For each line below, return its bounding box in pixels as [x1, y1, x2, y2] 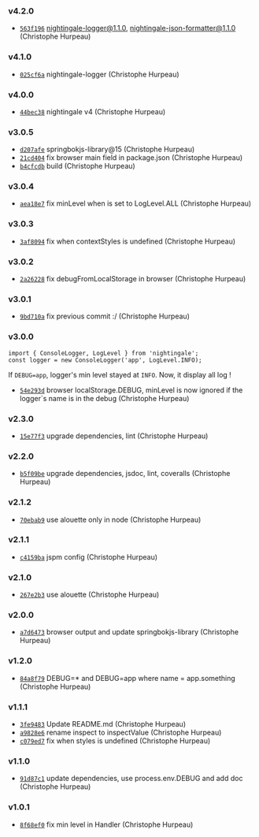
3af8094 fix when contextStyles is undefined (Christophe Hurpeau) [19, 236, 236, 246]
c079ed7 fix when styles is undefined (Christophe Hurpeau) [19, 736, 211, 746]
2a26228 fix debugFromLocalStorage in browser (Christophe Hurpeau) [19, 274, 246, 284]
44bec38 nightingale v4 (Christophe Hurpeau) [19, 106, 166, 116]
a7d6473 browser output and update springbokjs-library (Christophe [19, 627, 239, 637]
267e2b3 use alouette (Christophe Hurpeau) [19, 590, 160, 600]
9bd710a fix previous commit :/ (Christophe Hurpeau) [19, 311, 191, 321]
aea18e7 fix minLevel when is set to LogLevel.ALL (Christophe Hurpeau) [19, 199, 252, 208]
